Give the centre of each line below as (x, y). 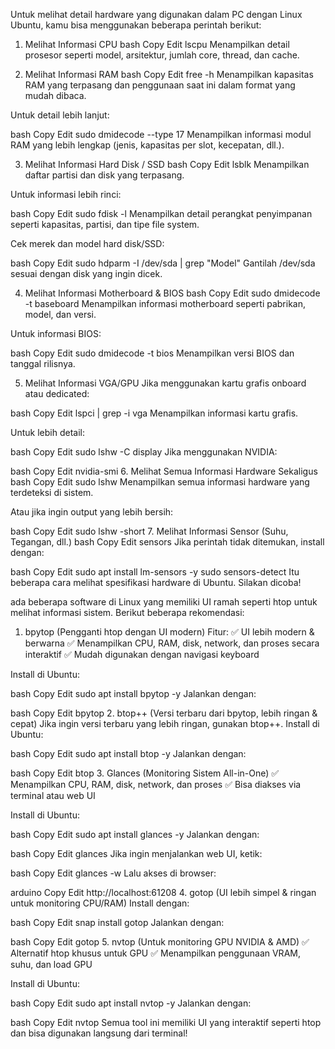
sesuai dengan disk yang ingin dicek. (86, 273)
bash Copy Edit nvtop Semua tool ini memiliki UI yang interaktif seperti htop (166, 1022)
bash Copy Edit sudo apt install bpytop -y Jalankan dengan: (133, 693)
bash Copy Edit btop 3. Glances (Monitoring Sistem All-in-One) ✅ (145, 773)
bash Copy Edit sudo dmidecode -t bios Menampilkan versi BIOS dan (152, 353)
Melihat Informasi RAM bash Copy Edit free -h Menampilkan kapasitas (169, 74)
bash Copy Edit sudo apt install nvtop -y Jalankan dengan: (131, 1003)
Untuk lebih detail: (47, 432)
